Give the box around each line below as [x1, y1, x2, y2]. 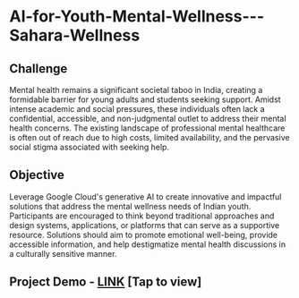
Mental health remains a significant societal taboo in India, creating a [9, 85, 263, 95]
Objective [9, 167, 65, 183]
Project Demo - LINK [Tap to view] [9, 275, 202, 290]
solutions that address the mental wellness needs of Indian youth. [9, 200, 252, 211]
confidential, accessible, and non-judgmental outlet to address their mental [9, 114, 286, 123]
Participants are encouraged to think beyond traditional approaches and [9, 210, 275, 221]
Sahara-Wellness [9, 25, 141, 46]
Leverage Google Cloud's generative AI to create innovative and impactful [9, 191, 282, 202]
